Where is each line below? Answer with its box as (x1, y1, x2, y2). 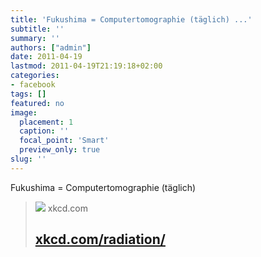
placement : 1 (19, 117, 74, 127)
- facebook (10, 80, 56, 90)
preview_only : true (19, 145, 101, 155)
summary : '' (10, 33, 60, 43)
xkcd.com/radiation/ (34, 231, 166, 248)
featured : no (10, 98, 65, 108)
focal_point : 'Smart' (19, 136, 110, 146)
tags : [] (10, 89, 47, 99)
